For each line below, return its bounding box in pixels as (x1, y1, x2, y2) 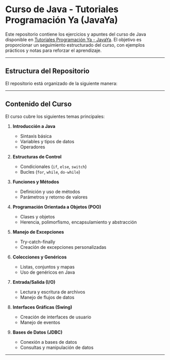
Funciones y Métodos (12, 179, 59, 185)
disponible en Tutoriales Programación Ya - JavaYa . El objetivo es (5, 37, 142, 43)
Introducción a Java (12, 123, 56, 129)
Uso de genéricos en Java (20, 269, 75, 275)
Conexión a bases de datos (20, 339, 77, 345)
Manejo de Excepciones (12, 228, 64, 235)
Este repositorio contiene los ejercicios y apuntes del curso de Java (5, 31, 146, 37)
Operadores (20, 144, 46, 150)
